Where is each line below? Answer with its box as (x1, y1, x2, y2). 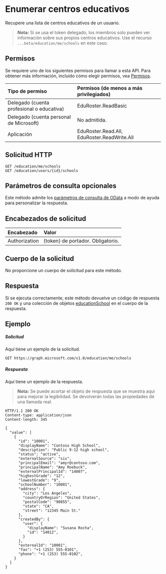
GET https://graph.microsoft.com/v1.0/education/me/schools (5, 356, 132, 361)
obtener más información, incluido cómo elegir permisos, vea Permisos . (5, 73, 152, 79)
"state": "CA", (23, 504, 54, 509)
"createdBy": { (18, 517, 50, 522)
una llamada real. (17, 399, 52, 405)
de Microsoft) (7, 119, 40, 126)
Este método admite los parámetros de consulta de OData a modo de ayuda (5, 195, 160, 201)
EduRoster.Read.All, (77, 127, 123, 134)
